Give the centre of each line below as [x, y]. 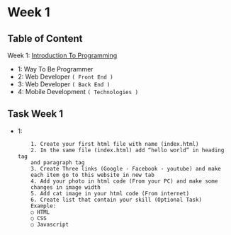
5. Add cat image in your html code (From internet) [110, 193]
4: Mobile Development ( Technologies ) [78, 92]
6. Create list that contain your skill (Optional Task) [117, 200]
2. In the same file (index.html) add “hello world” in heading [128, 150]
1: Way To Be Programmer [55, 69]
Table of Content [45, 39]
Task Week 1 [35, 114]
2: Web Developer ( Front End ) [65, 76]
